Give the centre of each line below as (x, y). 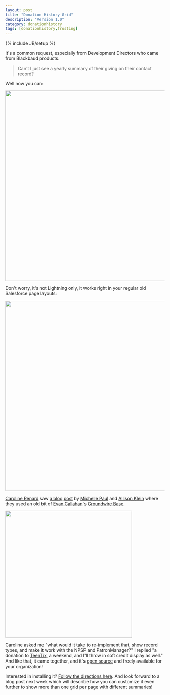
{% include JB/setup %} (30, 43)
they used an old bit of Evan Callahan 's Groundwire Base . (65, 504)
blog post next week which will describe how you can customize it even (80, 682)
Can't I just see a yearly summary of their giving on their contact (84, 69)
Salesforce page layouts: (31, 294)
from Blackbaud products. (32, 58)
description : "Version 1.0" (35, 19)
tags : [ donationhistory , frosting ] (42, 29)
